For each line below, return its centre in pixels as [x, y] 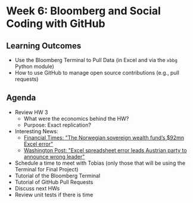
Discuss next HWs [37, 188]
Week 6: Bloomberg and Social [83, 11]
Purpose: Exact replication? [57, 125]
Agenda [21, 98]
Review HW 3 [31, 112]
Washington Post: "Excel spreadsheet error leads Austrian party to [105, 150]
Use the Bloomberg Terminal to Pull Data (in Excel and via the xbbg [96, 60]
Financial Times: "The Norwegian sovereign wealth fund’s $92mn [104, 137]
